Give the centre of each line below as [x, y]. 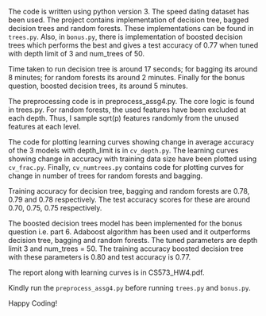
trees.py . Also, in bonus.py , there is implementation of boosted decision [126, 37]
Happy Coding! [33, 303]
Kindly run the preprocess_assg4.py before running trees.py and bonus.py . [130, 288]
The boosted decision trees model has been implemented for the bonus [125, 223]
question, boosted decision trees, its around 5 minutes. [98, 86]
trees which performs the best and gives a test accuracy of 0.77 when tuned [133, 45]
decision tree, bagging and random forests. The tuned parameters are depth [133, 240]
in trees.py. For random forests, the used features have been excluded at [127, 110]
